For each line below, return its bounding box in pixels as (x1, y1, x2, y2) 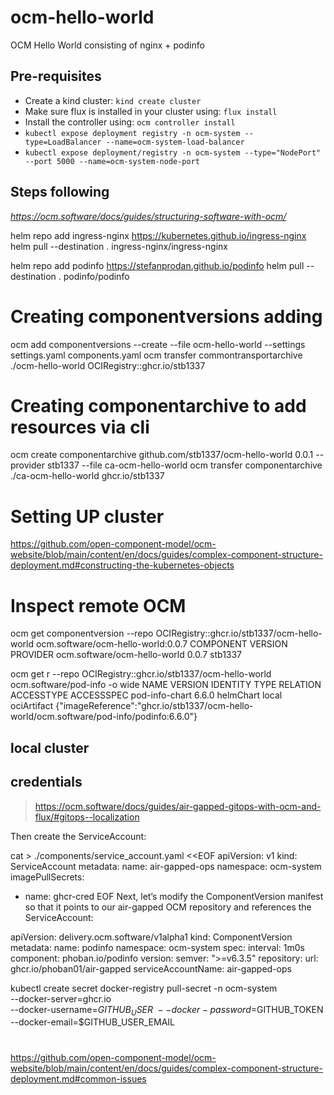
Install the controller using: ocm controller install (24, 116, 236, 128)
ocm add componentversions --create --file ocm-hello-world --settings (10, 338, 306, 350)
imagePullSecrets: (10, 871, 85, 883)
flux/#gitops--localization (34, 811, 140, 823)
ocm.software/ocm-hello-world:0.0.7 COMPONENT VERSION (35, 638, 288, 650)
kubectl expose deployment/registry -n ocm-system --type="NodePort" (24, 147, 322, 158)
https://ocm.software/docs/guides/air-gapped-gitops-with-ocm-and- (34, 800, 322, 812)
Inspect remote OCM (10, 594, 187, 617)
